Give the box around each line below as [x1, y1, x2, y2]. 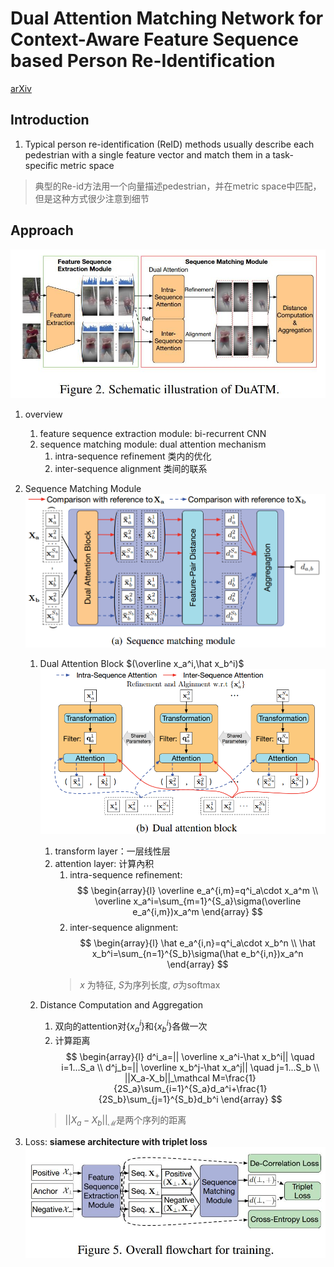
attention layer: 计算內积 [54, 858, 155, 870]
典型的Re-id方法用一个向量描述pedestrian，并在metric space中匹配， [34, 180, 322, 192]
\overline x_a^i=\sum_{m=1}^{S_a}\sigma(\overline [94, 895, 302, 907]
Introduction [10, 112, 90, 129]
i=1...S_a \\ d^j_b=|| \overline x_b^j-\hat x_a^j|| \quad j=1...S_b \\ [61, 1061, 320, 1073]
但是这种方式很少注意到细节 [34, 192, 150, 204]
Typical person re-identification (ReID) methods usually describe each [24, 138, 315, 150]
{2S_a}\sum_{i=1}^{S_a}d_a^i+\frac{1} [113, 1082, 268, 1094]
